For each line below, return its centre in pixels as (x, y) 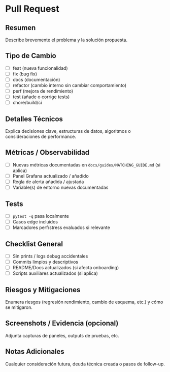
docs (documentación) (36, 79)
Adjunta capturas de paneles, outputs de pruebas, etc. (62, 335)
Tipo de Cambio (31, 56)
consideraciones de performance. (41, 137)
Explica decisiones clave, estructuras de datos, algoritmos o (68, 131)
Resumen (21, 28)
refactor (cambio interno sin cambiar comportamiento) (70, 85)
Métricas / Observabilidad (47, 152)
